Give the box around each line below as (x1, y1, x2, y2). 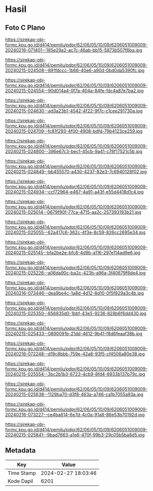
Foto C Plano (5, 23, 45, 32)
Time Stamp (7, 470, 36, 477)
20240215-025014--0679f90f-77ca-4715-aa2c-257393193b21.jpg (5, 209, 142, 215)
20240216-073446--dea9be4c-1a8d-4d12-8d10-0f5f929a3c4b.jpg (5, 290, 144, 296)
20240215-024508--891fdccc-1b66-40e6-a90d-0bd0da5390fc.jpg (5, 67, 145, 73)
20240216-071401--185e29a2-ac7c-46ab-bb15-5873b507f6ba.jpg (5, 47, 143, 53)
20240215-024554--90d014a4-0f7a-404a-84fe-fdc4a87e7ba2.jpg (5, 88, 144, 93)
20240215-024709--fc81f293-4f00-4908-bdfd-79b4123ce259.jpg (5, 128, 143, 134)
